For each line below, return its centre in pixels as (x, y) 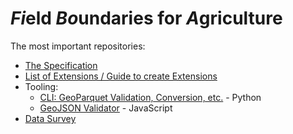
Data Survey (50, 118)
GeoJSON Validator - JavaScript (106, 108)
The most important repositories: (78, 46)
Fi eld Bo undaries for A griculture (146, 18)
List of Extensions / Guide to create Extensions (121, 76)
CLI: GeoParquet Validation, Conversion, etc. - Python (150, 97)
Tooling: (41, 86)
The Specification (61, 65)
